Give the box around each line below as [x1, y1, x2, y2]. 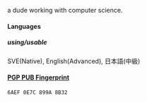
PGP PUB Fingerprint [7, 73, 69, 82]
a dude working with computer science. [7, 6, 123, 14]
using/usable [7, 38, 47, 46]
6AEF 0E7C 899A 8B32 [7, 89, 69, 96]
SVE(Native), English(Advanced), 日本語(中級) [7, 56, 141, 65]
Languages [7, 22, 41, 30]
